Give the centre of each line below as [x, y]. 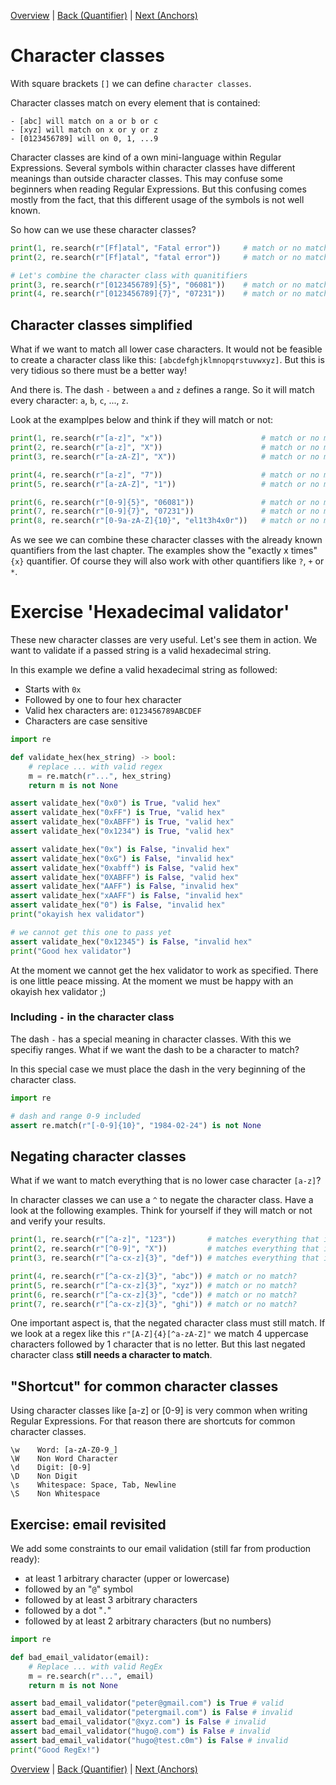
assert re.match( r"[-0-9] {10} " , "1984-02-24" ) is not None [136, 1125]
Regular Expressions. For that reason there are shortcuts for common [153, 1421]
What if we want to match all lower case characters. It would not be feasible [166, 349]
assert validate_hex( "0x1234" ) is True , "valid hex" [122, 831]
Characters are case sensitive [86, 721]
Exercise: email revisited [88, 1524]
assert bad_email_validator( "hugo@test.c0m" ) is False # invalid [149, 1740]
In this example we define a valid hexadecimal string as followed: [144, 670]
